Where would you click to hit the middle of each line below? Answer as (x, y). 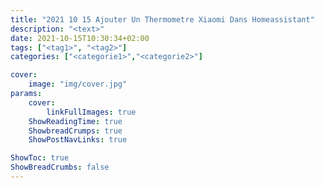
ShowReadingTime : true (75, 121)
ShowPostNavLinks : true (78, 140)
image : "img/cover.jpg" (78, 84)
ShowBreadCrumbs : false (60, 167)
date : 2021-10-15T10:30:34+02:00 (80, 38)
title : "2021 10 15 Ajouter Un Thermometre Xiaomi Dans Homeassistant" (162, 19)
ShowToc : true (40, 158)
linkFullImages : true (91, 112)
